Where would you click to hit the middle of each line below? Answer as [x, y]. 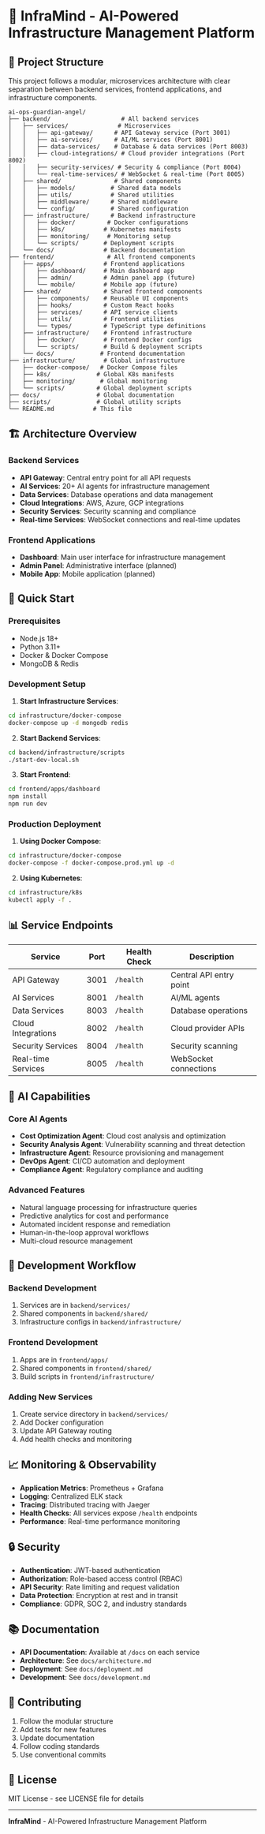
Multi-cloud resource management [76, 1241]
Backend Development [52, 1288]
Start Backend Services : [60, 738]
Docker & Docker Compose [64, 655]
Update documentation [57, 1738]
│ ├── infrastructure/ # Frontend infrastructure [100, 333]
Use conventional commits [63, 1755]
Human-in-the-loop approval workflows [84, 1232]
